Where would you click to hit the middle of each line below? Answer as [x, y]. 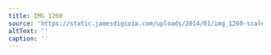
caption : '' [28, 38]
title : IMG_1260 [35, 16]
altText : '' [28, 31]
